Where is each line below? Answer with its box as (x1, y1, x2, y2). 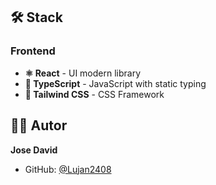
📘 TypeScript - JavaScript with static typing (24, 77, 207, 89)
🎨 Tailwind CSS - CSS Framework (24, 88, 165, 100)
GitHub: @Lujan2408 (24, 163, 112, 175)
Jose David (10, 144, 58, 156)
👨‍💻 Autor (10, 117, 68, 134)
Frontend (10, 44, 56, 58)
